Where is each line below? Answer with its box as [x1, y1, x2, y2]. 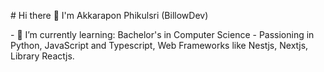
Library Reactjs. [10, 50, 75, 62]
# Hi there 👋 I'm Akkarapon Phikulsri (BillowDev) [10, 10, 209, 21]
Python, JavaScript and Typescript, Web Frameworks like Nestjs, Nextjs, [10, 40, 309, 51]
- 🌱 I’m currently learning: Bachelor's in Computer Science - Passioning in [10, 29, 315, 40]
